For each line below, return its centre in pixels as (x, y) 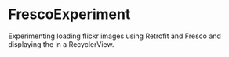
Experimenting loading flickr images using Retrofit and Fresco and (115, 36)
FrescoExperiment (69, 14)
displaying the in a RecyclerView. (61, 44)
